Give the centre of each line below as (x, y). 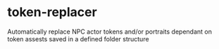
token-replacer (52, 12)
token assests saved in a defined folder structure (78, 38)
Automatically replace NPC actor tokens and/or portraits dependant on (110, 31)
